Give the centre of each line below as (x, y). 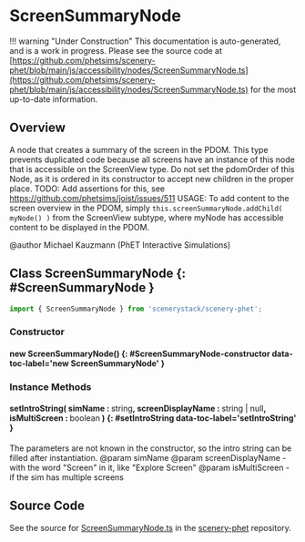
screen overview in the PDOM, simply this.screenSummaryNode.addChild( (146, 208)
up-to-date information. (54, 99)
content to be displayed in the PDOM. (80, 227)
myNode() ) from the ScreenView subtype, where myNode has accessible (147, 217)
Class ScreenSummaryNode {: (98, 274)
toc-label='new (40, 363)
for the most (273, 89)
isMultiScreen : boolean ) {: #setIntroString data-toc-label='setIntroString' (153, 418)
